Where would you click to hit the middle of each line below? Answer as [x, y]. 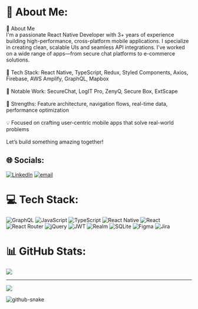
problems [18, 129]
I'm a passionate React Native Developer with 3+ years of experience [90, 34]
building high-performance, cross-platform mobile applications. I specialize [98, 41]
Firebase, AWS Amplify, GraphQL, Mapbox [57, 79]
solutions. [18, 60]
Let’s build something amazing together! [55, 142]
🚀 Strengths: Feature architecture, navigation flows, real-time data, [87, 103]
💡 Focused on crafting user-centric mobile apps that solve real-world [90, 122]
